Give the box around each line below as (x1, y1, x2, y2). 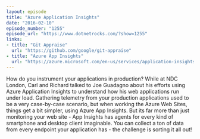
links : (6, 36, 23, 42)
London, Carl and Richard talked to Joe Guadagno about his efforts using (6, 81, 186, 88)
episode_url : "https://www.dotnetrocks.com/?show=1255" (6, 31, 148, 37)
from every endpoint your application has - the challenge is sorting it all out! (6, 126, 192, 133)
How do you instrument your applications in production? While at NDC (6, 75, 179, 82)
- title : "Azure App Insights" (6, 53, 84, 59)
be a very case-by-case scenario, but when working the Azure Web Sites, (6, 100, 187, 107)
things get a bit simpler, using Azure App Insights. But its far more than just (6, 107, 189, 114)
